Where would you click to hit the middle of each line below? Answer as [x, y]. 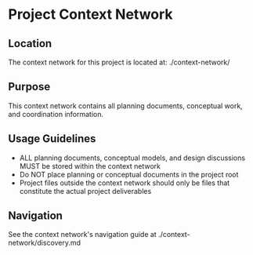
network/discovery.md [44, 243]
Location [30, 44]
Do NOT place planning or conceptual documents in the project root [129, 174]
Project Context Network [91, 15]
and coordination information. [56, 114]
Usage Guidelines [52, 139]
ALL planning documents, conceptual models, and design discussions [132, 158]
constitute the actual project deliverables [85, 191]
